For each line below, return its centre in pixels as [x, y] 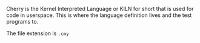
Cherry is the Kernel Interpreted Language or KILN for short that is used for [100, 9]
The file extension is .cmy [38, 33]
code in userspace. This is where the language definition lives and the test [99, 15]
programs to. [22, 21]
